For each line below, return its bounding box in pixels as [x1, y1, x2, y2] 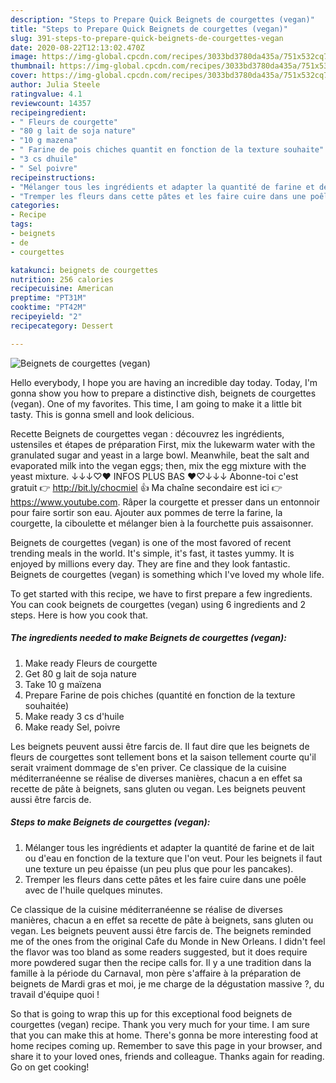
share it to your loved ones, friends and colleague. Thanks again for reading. [10, 1050, 325, 1062]
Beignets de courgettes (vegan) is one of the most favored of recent [10, 536, 292, 548]
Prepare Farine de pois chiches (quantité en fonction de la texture [24, 689, 296, 701]
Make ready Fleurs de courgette [24, 657, 158, 669]
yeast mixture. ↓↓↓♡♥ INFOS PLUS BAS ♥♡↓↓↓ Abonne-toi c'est [10, 470, 299, 482]
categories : [10, 201, 60, 211]
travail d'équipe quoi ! [10, 988, 100, 1000]
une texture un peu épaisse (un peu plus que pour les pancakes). [24, 862, 294, 875]
